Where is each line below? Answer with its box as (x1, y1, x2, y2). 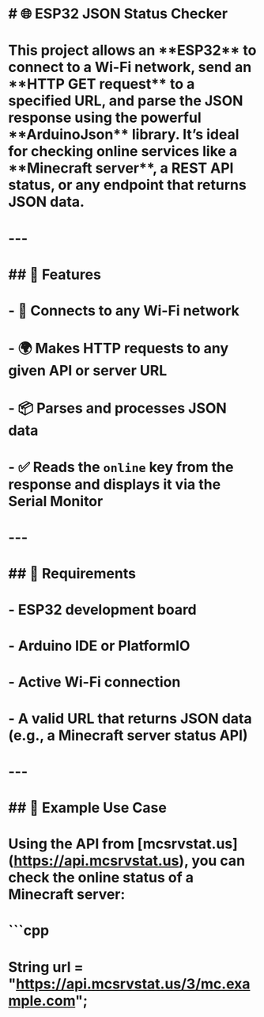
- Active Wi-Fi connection (8, 673, 181, 691)
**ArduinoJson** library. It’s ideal (8, 126, 239, 143)
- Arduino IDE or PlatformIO (8, 637, 190, 655)
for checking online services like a (8, 143, 238, 161)
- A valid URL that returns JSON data (8, 710, 252, 727)
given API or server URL (8, 362, 168, 380)
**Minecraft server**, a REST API (8, 159, 234, 177)
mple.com (8, 992, 76, 1010)
